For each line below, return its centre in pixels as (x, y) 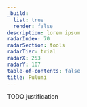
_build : (18, 13)
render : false (33, 26)
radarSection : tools (36, 45)
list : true (29, 20)
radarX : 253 (24, 58)
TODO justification (33, 97)
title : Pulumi (27, 77)
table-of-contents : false (43, 71)
